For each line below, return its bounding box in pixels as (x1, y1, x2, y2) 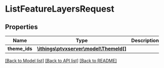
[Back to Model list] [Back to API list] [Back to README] (5, 58, 117, 64)
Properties (5, 23, 38, 31)
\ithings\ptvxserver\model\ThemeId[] (37, 45, 127, 52)
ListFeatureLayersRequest (5, 3, 115, 15)
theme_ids (7, 45, 33, 52)
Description (131, 37, 159, 44)
